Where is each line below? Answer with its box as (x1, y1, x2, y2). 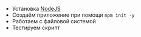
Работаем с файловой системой (12, 18, 96, 24)
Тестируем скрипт (12, 24, 60, 31)
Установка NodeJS (12, 5, 61, 12)
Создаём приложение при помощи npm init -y (12, 11, 135, 18)
